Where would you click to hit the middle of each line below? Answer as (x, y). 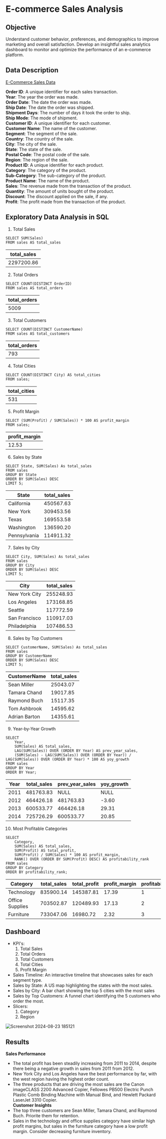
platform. (15, 55)
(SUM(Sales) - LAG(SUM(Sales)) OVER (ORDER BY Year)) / (73, 755)
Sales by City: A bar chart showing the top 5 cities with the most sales (83, 991)
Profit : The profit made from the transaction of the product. (66, 202)
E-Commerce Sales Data (31, 82)
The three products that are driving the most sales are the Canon (79, 1084)
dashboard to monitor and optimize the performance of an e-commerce (78, 50)
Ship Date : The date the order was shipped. (50, 107)
